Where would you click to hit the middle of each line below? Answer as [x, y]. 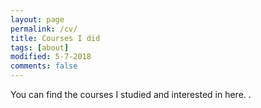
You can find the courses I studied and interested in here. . [131, 94]
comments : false [44, 66]
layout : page [37, 19]
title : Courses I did [55, 38]
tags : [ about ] [40, 47]
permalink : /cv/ [44, 29]
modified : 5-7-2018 [51, 57]
